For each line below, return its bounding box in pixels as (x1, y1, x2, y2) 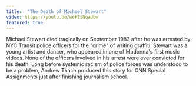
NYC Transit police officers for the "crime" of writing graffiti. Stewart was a (6, 42, 188, 49)
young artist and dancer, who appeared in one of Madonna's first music (6, 48, 180, 55)
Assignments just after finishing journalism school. (6, 73, 128, 80)
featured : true (6, 19, 44, 25)
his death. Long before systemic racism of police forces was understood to (6, 61, 188, 68)
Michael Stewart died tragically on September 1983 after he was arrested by (6, 36, 191, 43)
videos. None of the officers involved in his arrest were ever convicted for (6, 54, 185, 62)
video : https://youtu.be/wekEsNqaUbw (6, 14, 99, 20)
